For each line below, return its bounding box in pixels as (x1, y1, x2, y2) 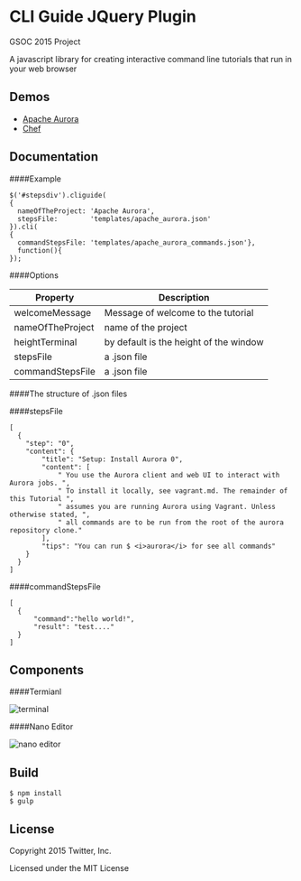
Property (34, 291, 75, 303)
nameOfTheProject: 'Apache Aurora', (17, 206, 155, 216)
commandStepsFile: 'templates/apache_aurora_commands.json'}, (17, 237, 256, 247)
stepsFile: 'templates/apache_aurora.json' (17, 214, 212, 223)
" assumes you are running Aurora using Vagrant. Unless (57, 502, 277, 511)
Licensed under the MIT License (9, 863, 129, 873)
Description (158, 291, 210, 303)
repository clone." (9, 525, 83, 534)
